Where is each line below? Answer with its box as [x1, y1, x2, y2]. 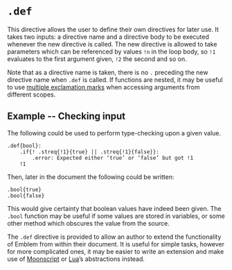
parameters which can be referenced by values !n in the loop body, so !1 [7, 47, 216, 56]
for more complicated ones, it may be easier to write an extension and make [7, 247, 224, 255]
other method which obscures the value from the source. [7, 219, 170, 227]
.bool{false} [7, 192, 45, 199]
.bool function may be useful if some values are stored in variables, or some [7, 212, 225, 220]
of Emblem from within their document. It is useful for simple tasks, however [7, 239, 225, 248]
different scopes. [7, 90, 56, 99]
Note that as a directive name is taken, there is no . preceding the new [7, 68, 208, 76]
